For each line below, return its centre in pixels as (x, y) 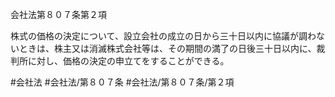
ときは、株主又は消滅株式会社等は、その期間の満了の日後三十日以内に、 (167, 48)
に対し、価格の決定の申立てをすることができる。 (128, 61)
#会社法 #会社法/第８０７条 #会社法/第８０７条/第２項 (122, 82)
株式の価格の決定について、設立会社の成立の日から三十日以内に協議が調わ (163, 36)
